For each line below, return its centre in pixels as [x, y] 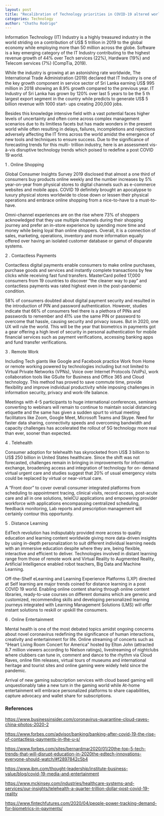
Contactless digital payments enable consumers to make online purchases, [81, 265]
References [19, 709]
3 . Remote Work [22, 352]
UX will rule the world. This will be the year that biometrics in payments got [81, 327]
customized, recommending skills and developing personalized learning [77, 600]
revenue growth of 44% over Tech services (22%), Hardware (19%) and [78, 58]
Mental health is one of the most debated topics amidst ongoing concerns [79, 629]
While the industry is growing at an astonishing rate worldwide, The [73, 73]
